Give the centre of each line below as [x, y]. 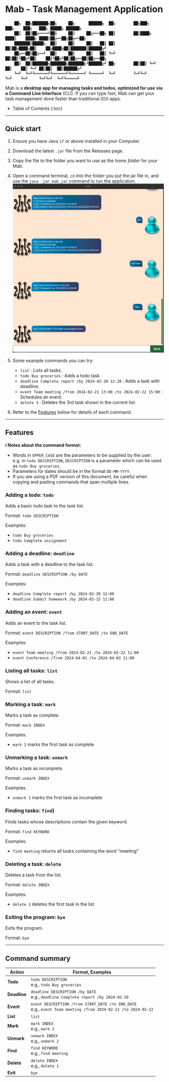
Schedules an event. [41, 397]
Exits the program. [24, 928]
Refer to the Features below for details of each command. [72, 412]
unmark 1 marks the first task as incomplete [57, 798]
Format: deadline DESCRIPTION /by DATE [47, 574]
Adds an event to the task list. [36, 623]
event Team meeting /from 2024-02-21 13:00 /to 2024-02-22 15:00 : [91, 391]
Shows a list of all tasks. [30, 681]
